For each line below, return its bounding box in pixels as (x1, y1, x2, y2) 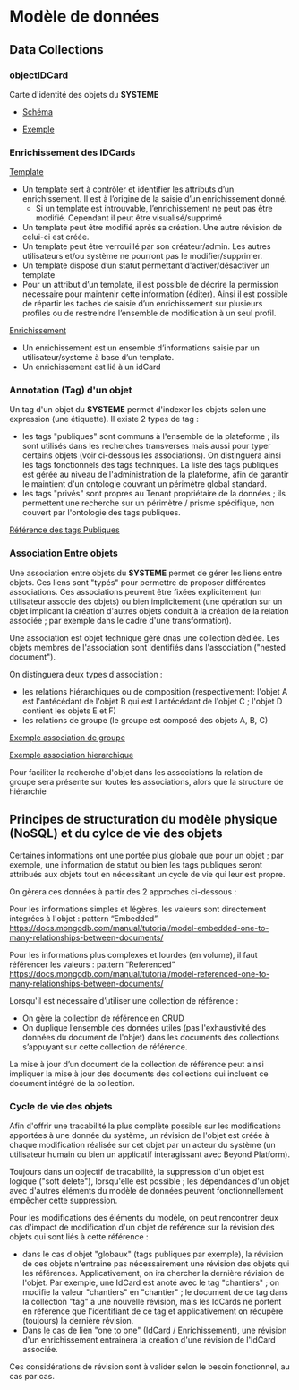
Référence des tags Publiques (9, 524, 120, 535)
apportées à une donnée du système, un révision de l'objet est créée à (9, 1129, 270, 1140)
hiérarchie (9, 786, 47, 797)
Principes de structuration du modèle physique (9, 812, 278, 827)
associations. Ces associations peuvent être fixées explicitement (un (9, 586, 262, 597)
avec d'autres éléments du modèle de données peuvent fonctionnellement (9, 1185, 284, 1196)
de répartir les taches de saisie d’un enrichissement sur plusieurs (21, 298, 263, 309)
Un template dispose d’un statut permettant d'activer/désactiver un (21, 260, 270, 271)
